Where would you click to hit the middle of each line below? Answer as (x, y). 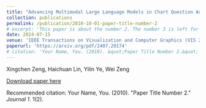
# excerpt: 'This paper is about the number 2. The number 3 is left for (103, 29)
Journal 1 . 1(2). (25, 99)
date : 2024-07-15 (29, 35)
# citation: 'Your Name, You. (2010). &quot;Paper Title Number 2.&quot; (103, 52)
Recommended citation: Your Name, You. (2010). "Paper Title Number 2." (99, 93)
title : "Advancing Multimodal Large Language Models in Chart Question (100, 12)
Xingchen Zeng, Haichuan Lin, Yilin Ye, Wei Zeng (68, 69)
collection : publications (39, 18)
